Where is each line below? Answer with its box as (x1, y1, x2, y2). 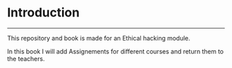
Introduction (7, 5, 80, 21)
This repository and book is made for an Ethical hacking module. (7, 34, 191, 42)
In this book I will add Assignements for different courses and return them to (7, 47, 224, 56)
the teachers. (7, 54, 45, 63)
